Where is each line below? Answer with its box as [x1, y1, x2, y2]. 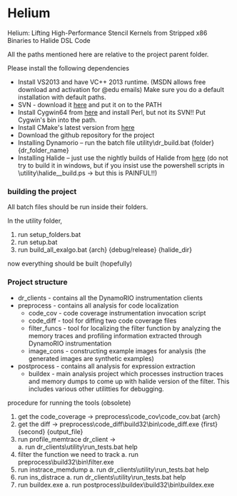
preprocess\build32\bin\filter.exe [17, 457, 114, 466]
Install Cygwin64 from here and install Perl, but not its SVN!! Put [17, 108, 206, 116]
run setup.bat [17, 238, 58, 247]
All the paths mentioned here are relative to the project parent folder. [7, 50, 209, 59]
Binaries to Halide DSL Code [7, 36, 91, 44]
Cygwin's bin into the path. [17, 116, 97, 124]
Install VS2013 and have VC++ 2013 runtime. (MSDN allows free [17, 77, 206, 86]
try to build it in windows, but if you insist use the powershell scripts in [17, 161, 225, 169]
